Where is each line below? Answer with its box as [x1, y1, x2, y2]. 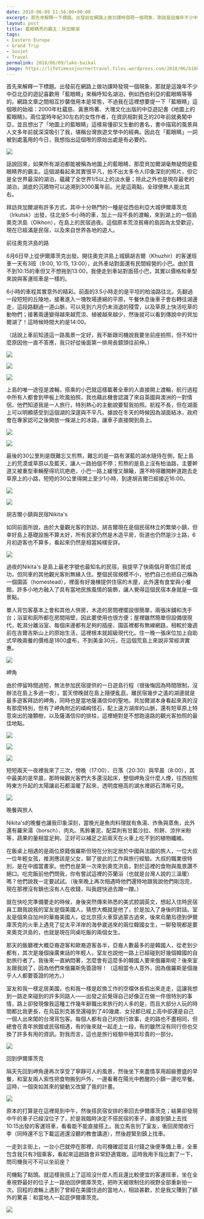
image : [6, 65, 23, 72]
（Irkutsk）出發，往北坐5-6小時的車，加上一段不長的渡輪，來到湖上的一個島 [6, 211, 197, 219]
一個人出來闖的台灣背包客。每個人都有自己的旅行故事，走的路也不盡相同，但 [6, 1015, 198, 1023]
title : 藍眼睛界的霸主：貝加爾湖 [6, 26, 80, 32]
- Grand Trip [6, 43, 39, 49]
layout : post [6, 20, 39, 26]
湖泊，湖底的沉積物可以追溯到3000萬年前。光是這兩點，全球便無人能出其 [6, 183, 190, 190]
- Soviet [6, 49, 29, 55]
